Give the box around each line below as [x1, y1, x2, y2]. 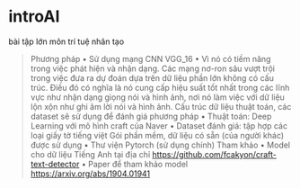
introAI [8, 6, 60, 27]
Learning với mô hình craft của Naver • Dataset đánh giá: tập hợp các [30, 120, 288, 131]
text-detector [30, 158, 80, 169]
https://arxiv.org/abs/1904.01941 [30, 168, 151, 179]
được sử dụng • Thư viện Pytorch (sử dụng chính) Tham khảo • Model [30, 139, 291, 150]
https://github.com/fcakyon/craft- [151, 148, 278, 159]
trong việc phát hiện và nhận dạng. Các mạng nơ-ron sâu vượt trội [30, 63, 276, 74]
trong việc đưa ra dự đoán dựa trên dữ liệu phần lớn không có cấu [30, 72, 275, 83]
